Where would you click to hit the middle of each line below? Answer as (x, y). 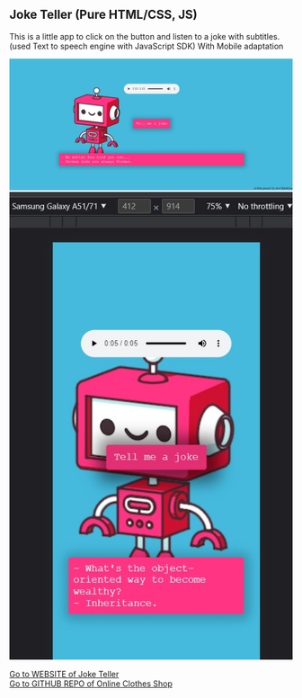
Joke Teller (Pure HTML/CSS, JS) (103, 15)
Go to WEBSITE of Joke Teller (64, 675)
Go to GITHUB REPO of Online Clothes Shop (91, 684)
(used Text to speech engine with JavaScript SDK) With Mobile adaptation (147, 46)
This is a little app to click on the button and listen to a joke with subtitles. (145, 36)
